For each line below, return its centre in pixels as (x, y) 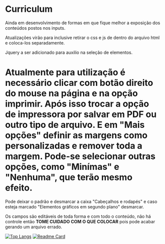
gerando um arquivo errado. (34, 227)
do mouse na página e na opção (72, 94)
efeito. (19, 188)
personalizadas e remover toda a (74, 146)
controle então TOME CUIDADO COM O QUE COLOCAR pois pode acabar (80, 221)
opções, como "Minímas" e (62, 167)
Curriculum (29, 9)
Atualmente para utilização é (65, 72)
